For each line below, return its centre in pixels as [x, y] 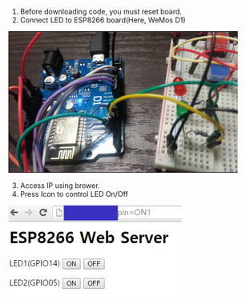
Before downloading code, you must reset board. [101, 12]
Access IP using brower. [60, 186]
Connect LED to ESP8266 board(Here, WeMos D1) [103, 20]
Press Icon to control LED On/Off [74, 194]
